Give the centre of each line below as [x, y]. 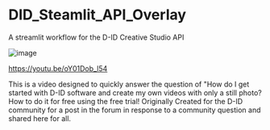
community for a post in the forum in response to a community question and [135, 110]
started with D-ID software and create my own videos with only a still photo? [135, 92]
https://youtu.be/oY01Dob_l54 [58, 68]
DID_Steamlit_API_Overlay [98, 15]
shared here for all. [39, 118]
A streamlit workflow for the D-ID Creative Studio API [96, 37]
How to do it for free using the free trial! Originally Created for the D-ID [126, 101]
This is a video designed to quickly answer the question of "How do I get [129, 84]
